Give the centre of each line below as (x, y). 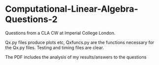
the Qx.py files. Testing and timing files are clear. (55, 47)
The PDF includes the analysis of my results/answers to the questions (76, 57)
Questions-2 (31, 19)
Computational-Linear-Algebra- (72, 9)
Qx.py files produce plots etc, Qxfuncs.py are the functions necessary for (80, 42)
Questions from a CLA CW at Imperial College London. (60, 33)
